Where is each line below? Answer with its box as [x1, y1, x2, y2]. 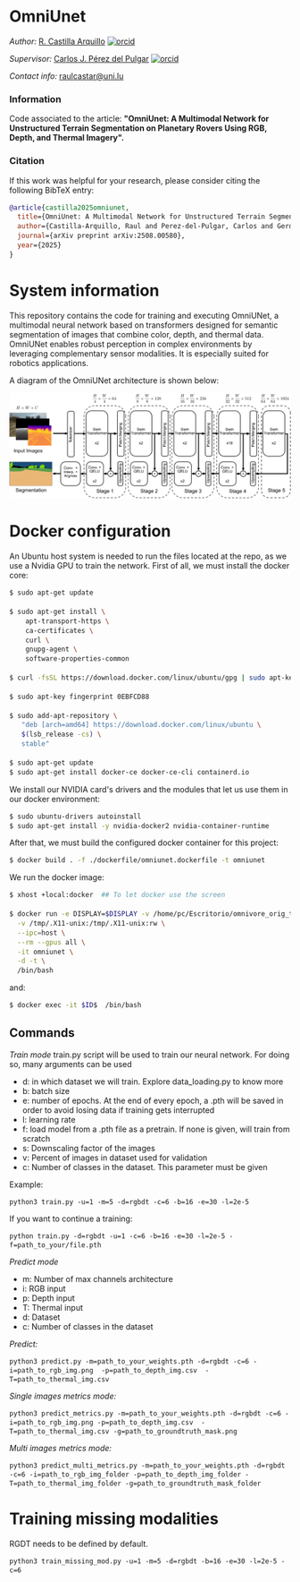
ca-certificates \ [25, 626, 94, 635]
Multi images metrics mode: [9, 1442, 112, 1453]
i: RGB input [21, 1283, 66, 1294]
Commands [9, 1025, 76, 1040]
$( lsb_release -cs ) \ [21, 730, 102, 740]
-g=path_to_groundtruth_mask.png [112, 1426, 238, 1436]
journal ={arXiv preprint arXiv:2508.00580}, [17, 231, 186, 241]
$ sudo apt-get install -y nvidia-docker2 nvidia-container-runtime [9, 821, 270, 830]
